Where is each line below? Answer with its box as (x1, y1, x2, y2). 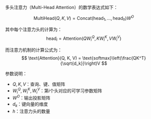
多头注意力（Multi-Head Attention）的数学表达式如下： (5, 4, 118, 10)
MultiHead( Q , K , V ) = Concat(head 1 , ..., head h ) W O (33, 14, 134, 22)
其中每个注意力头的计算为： (5, 26, 62, 32)
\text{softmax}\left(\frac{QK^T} (82, 55, 146, 61)
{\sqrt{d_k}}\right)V (60, 60, 101, 66)
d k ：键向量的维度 (12, 101, 48, 108)
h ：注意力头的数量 (12, 108, 51, 114)
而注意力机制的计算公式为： (5, 47, 62, 53)
